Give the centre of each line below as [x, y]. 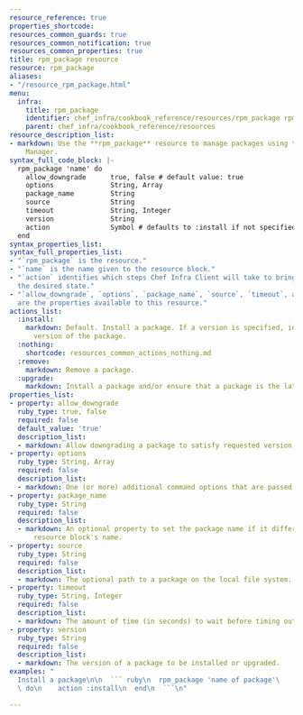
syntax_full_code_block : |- [62, 160]
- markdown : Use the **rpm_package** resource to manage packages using [149, 143]
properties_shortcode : [52, 26]
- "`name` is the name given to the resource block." [113, 270]
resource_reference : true [58, 18]
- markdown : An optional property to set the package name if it [143, 529]
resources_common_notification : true [80, 43]
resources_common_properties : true [76, 51]
